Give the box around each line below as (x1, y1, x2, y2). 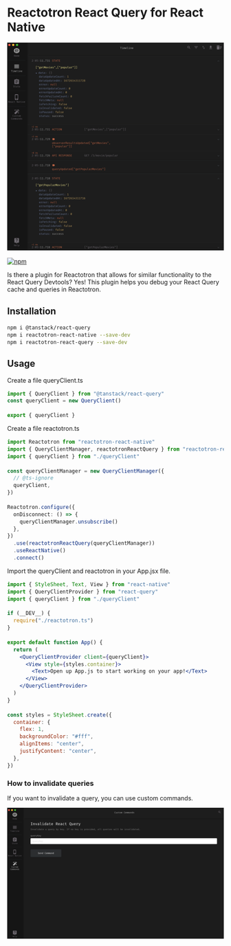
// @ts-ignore (13, 475, 54, 482)
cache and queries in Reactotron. (7, 285, 102, 293)
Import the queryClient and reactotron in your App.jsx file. (7, 567, 170, 575)
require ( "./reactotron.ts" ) (13, 617, 94, 624)
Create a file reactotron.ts (7, 425, 80, 432)
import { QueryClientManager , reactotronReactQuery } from (7, 445, 180, 453)
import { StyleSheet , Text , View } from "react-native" (7, 581, 170, 588)
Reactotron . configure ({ (7, 504, 76, 510)
